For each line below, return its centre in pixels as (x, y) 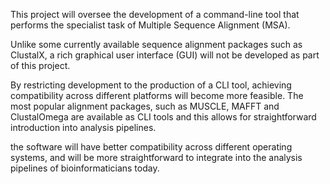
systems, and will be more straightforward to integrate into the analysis (156, 157)
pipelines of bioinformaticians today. (85, 168)
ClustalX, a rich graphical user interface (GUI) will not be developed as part (165, 55)
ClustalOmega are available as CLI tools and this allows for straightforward (163, 117)
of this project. (40, 65)
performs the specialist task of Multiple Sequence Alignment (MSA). (150, 25)
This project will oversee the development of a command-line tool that (155, 14)
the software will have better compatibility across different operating (151, 147)
